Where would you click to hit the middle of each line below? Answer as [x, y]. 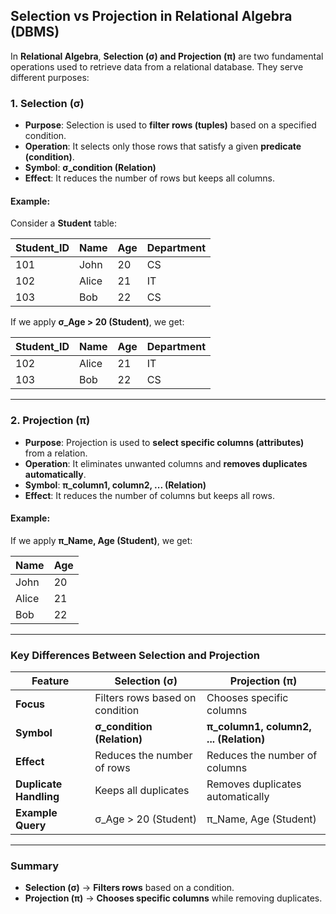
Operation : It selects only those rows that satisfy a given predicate [163, 146]
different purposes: [50, 77]
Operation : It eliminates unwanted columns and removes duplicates [166, 463]
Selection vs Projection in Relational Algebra [151, 16]
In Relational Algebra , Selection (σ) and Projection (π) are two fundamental [167, 56]
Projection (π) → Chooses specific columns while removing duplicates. [173, 898]
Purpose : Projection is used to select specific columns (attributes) [164, 442]
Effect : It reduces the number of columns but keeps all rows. [150, 495]
